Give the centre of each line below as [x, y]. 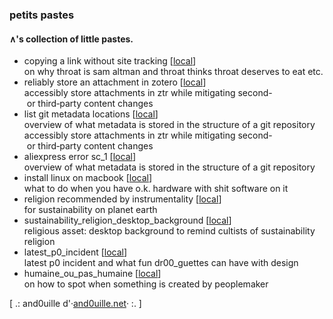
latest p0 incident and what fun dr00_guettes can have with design [161, 263]
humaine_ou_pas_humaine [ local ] [92, 274]
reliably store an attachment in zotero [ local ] [115, 82]
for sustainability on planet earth [90, 210]
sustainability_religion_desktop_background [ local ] [127, 220]
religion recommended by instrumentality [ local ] [122, 199]
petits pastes [42, 15]
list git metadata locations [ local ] [91, 114]
